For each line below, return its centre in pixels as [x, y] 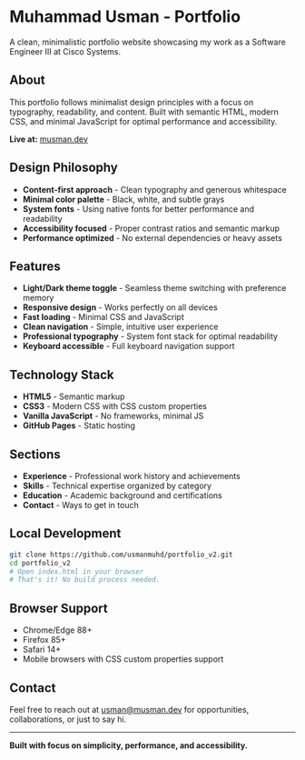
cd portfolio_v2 [40, 563]
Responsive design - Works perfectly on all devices [120, 307]
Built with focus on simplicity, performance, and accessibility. [128, 745]
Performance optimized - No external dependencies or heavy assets [152, 237]
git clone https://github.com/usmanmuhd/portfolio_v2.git [121, 555]
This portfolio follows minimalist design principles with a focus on [132, 102]
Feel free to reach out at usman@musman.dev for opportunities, [129, 709]
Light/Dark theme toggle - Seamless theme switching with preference [154, 288]
